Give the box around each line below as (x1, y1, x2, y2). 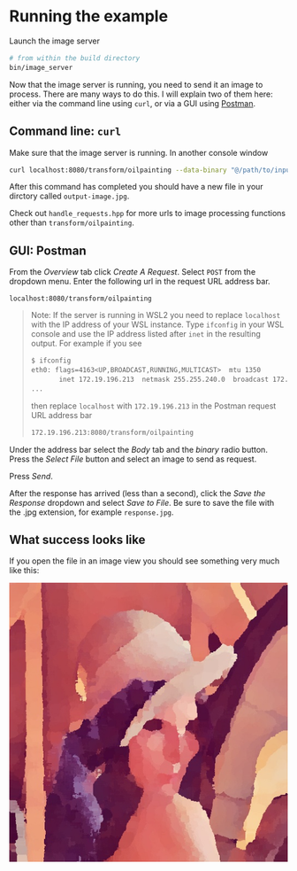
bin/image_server (9, 63, 73, 72)
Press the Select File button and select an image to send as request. (9, 454, 257, 464)
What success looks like (9, 532, 146, 547)
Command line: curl (9, 124, 122, 139)
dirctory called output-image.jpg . (9, 191, 130, 201)
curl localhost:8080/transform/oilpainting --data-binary (9, 166, 227, 175)
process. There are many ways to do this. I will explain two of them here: (9, 89, 274, 99)
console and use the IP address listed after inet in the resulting (30, 329, 261, 339)
